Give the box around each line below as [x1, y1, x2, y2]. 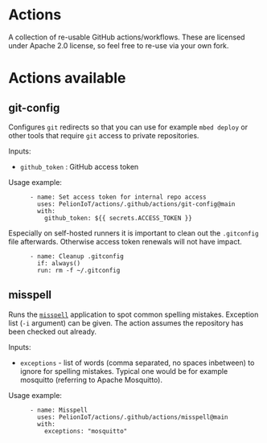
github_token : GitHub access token [19, 162, 139, 171]
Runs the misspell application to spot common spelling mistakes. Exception [8, 310, 259, 319]
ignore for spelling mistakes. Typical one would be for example [19, 366, 228, 375]
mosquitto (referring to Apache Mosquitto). [19, 375, 163, 384]
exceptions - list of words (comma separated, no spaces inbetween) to [19, 358, 255, 367]
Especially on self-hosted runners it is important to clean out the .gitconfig [8, 228, 259, 238]
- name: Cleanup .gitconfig [29, 252, 125, 260]
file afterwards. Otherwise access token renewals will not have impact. [8, 236, 243, 246]
